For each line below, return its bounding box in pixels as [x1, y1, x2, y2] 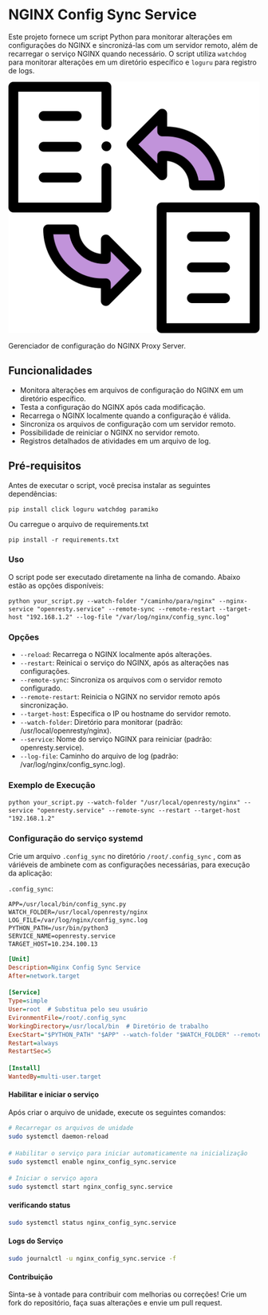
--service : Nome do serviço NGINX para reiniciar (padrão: [19, 734, 212, 744]
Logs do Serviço [8, 1236, 64, 1246]
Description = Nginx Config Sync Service [8, 963, 141, 971]
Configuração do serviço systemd [8, 833, 144, 845]
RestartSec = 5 [8, 1047, 52, 1056]
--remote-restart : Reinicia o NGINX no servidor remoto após [19, 692, 221, 702]
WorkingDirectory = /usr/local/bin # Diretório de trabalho [8, 1022, 209, 1030]
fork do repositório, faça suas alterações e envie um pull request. [8, 1298, 223, 1308]
